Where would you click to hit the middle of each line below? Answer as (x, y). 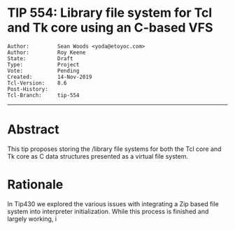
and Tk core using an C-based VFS (110, 28)
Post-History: (28, 89)
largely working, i (32, 219)
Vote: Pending (43, 71)
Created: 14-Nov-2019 (50, 77)
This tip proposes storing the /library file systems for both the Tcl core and (114, 149)
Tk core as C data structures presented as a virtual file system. (98, 156)
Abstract (33, 130)
